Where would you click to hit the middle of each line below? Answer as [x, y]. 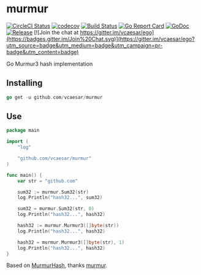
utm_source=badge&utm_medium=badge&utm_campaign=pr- [85, 45]
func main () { [25, 175]
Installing [25, 83]
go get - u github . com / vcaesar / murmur [55, 97]
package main [23, 131]
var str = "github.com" [48, 181]
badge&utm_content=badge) [43, 52]
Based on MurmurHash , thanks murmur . [57, 265]
